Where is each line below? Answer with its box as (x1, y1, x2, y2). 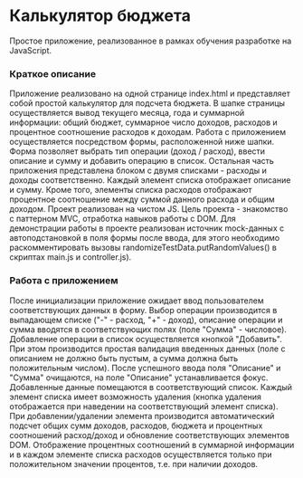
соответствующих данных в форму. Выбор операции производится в (9, 304, 278, 315)
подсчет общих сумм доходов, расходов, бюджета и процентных (9, 420, 263, 431)
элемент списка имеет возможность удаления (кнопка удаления (9, 391, 262, 402)
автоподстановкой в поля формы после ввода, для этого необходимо (9, 233, 280, 244)
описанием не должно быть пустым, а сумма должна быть (9, 352, 238, 363)
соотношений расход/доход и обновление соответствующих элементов (9, 429, 289, 440)
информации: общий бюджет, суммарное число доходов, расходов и (9, 117, 278, 128)
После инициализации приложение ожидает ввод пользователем (9, 295, 264, 306)
